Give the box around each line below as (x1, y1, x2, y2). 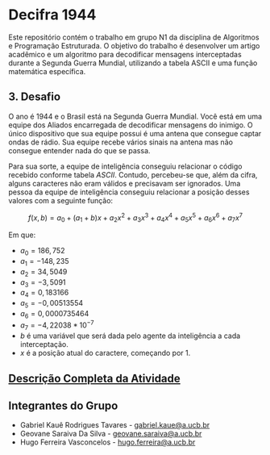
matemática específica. (8, 66, 86, 76)
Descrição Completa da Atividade (8, 371, 181, 385)
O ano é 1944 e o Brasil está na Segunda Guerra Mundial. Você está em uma (8, 111, 263, 121)
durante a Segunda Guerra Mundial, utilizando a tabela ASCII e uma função (8, 58, 258, 68)
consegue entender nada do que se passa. (8, 145, 151, 155)
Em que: (8, 230, 36, 240)
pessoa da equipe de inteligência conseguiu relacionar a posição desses (8, 187, 250, 197)
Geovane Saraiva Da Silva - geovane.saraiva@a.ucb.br (19, 429, 202, 439)
